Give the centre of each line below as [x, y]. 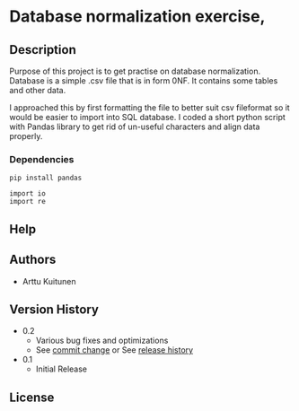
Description [43, 50]
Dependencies [42, 159]
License [32, 397]
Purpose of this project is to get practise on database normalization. [135, 71]
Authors [33, 260]
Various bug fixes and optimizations [102, 341]
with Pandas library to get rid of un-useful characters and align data [135, 127]
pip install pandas [46, 178]
